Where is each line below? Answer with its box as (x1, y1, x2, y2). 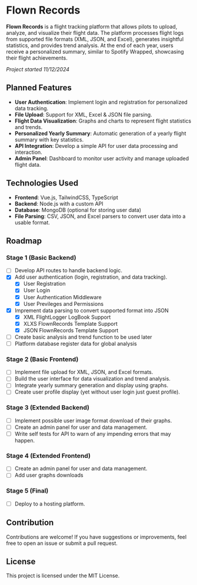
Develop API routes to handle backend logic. (14, 267, 122, 274)
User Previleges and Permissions (23, 300, 104, 307)
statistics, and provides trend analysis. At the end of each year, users (6, 42, 173, 49)
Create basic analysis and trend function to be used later (14, 333, 152, 341)
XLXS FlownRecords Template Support (23, 320, 118, 327)
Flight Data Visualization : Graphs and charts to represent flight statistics (14, 117, 192, 124)
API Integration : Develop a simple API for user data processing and (14, 142, 178, 149)
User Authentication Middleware (23, 293, 102, 300)
